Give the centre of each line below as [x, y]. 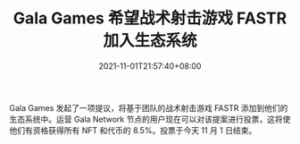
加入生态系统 [150, 41]
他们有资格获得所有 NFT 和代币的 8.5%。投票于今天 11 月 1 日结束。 [133, 130]
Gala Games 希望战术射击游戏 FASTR [150, 18]
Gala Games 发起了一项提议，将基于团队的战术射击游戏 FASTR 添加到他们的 [149, 107]
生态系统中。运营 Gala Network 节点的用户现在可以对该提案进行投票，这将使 [150, 119]
